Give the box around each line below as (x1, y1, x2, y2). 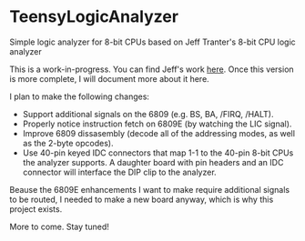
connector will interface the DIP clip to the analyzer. (22, 166, 217, 177)
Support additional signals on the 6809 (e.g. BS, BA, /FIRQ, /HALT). (22, 108, 274, 119)
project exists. (9, 203, 63, 215)
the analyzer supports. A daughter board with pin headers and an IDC (22, 156, 284, 167)
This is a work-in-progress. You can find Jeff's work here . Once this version (9, 64, 294, 75)
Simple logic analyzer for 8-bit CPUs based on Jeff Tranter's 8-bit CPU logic (9, 36, 296, 47)
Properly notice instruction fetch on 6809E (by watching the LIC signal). (22, 118, 292, 129)
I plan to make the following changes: (9, 91, 150, 102)
